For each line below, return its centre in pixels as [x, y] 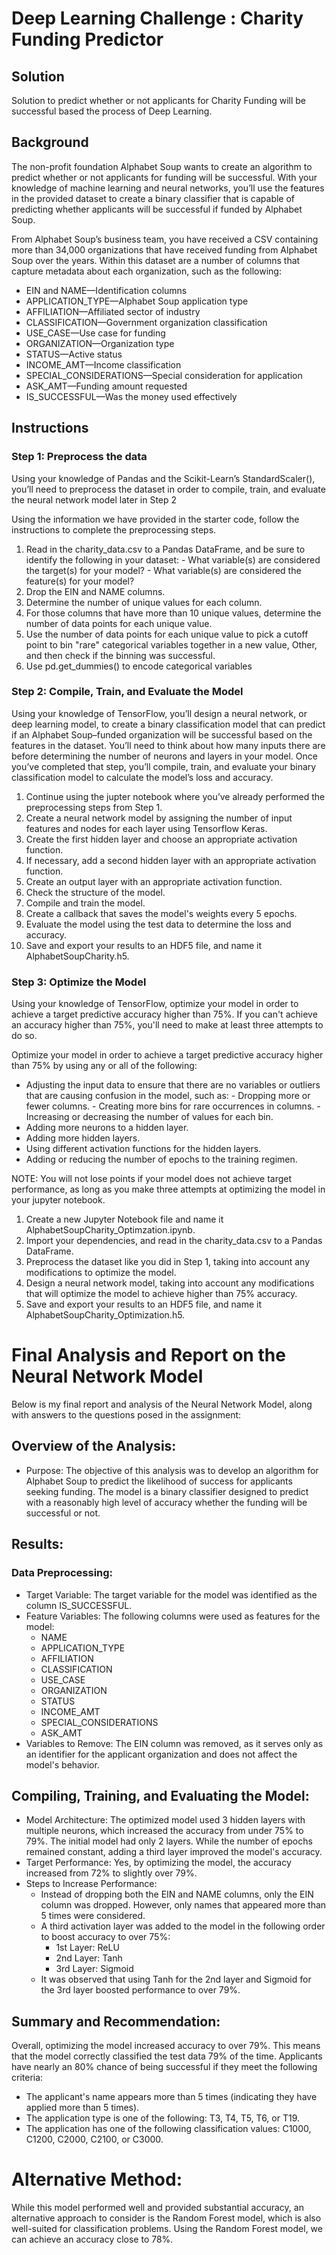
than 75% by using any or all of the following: [104, 1066]
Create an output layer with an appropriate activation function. [154, 881]
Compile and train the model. [85, 903]
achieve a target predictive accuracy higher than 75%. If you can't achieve [164, 1014]
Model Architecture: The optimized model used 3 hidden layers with [165, 1820]
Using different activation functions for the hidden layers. [143, 1149]
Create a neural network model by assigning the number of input [159, 818]
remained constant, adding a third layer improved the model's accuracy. [174, 1852]
